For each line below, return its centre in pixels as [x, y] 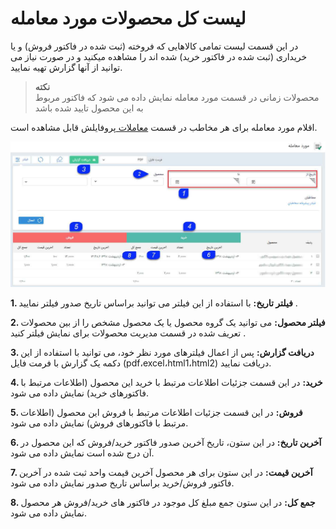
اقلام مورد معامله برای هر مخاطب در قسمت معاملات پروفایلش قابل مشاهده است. [164, 127]
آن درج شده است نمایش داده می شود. [82, 453]
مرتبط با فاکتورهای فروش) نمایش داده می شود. [99, 423]
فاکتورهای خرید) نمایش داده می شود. [79, 393]
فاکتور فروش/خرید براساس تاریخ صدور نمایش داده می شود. [122, 483]
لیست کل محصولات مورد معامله [128, 18]
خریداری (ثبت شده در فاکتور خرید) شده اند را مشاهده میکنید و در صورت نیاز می [159, 56]
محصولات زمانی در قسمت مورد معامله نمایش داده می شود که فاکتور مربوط [177, 97]
